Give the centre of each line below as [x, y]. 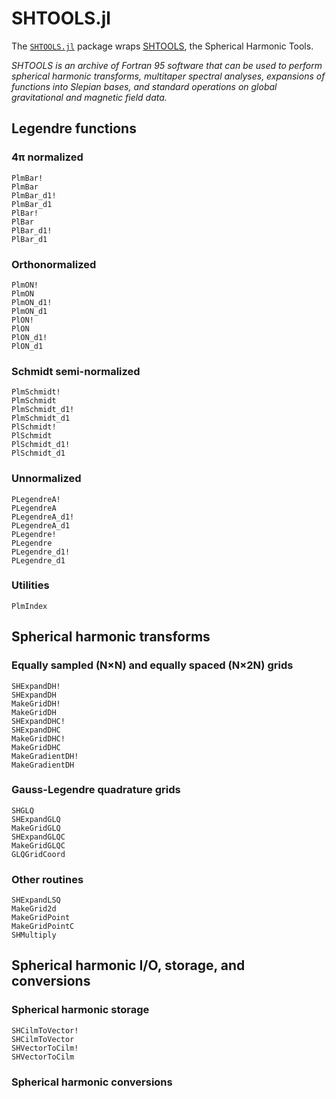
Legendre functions [74, 128]
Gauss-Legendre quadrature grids [96, 790]
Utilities [30, 585]
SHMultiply [34, 935]
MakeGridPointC [43, 927]
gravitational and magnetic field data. [89, 97]
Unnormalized [46, 479]
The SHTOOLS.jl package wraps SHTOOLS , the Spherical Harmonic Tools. [162, 46]
